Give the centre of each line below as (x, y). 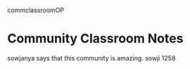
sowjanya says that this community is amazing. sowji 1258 (91, 58)
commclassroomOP (36, 10)
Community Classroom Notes (95, 39)
